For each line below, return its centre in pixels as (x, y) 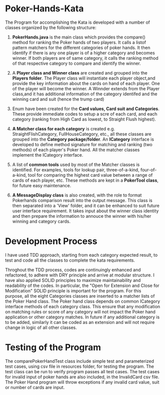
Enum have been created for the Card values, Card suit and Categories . (86, 109)
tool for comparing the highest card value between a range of (90, 175)
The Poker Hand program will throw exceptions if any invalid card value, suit (82, 382)
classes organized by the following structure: (51, 27)
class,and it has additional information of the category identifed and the (85, 94)
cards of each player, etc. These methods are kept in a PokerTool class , (85, 180)
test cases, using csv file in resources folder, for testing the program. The (80, 366)
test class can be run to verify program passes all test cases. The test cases (82, 371)
